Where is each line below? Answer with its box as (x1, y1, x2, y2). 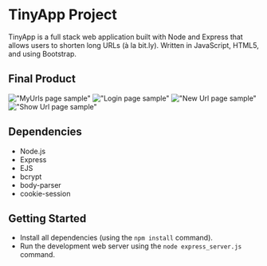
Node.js (19, 146, 46, 156)
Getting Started (8, 212, 87, 225)
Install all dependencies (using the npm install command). (19, 233, 214, 243)
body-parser (19, 180, 61, 189)
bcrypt (19, 172, 42, 181)
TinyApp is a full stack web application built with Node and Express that (8, 32, 243, 42)
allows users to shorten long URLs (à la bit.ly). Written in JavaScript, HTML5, (8, 40, 259, 50)
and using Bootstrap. (8, 49, 77, 58)
